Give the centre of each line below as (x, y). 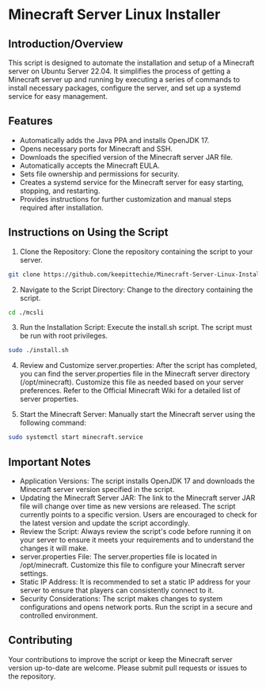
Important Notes (49, 462)
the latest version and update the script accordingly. (104, 523)
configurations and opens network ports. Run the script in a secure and (136, 607)
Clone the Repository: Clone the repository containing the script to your (136, 252)
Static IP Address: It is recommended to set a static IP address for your (135, 581)
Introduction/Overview (66, 44)
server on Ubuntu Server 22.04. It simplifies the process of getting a (120, 71)
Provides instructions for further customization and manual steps (125, 199)
